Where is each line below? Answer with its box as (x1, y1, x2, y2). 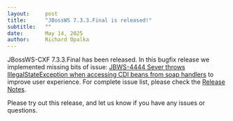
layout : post (7, 10, 58, 17)
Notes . (7, 85, 27, 94)
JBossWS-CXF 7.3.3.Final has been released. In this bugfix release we (7, 55, 210, 64)
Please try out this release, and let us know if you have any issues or (7, 99, 206, 107)
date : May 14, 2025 (7, 29, 83, 37)
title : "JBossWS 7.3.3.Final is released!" (7, 17, 152, 24)
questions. (7, 106, 38, 115)
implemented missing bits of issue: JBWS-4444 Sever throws (7, 63, 186, 71)
